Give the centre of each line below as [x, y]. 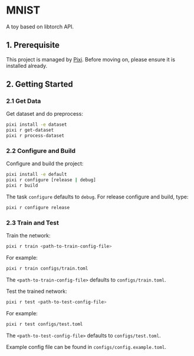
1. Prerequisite [33, 45]
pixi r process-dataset [35, 136]
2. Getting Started [40, 84]
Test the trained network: [37, 291]
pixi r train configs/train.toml [47, 269]
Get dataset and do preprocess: [45, 114]
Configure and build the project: [45, 164]
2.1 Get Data [24, 101]
